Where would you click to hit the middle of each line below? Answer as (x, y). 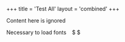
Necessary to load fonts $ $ (44, 32)
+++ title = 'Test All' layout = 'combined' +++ (63, 9)
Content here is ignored (36, 20)
